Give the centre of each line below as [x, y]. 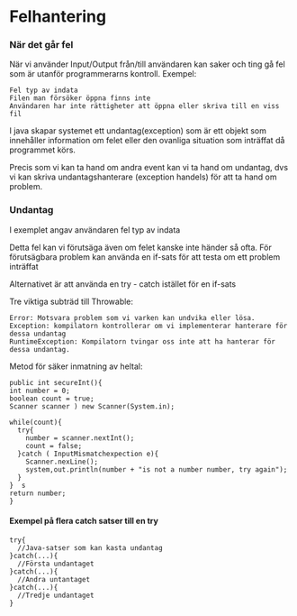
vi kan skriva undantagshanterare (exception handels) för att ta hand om [143, 177]
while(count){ [36, 422]
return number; [38, 493]
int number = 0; [40, 391]
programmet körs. [43, 150]
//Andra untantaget [54, 579]
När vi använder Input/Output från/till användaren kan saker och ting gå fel [147, 64]
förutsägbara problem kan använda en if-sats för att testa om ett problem [145, 257]
